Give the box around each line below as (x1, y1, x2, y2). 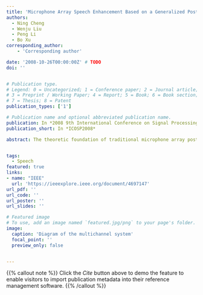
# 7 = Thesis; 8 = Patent (6, 98, 71, 104)
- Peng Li (11, 31, 36, 37)
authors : (6, 15, 28, 21)
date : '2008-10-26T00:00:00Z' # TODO (6, 59, 101, 65)
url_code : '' (6, 192, 39, 198)
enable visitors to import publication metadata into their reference (6, 276, 170, 283)
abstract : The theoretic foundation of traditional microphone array (6, 137, 185, 143)
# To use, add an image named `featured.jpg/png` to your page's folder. (6, 220, 196, 226)
